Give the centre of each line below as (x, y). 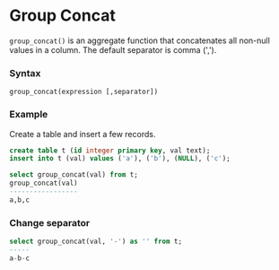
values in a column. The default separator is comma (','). (113, 49)
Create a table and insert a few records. (83, 134)
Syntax (25, 73)
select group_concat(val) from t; (74, 175)
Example (29, 115)
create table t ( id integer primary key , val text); (110, 150)
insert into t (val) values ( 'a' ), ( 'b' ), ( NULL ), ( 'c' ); (120, 159)
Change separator (50, 222)
